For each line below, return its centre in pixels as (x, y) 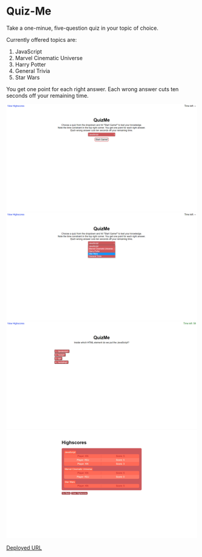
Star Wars (28, 77)
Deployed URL (24, 547)
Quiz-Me (29, 11)
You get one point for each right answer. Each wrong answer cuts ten (93, 89)
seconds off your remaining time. (47, 95)
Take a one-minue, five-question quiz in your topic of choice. (82, 28)
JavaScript (28, 51)
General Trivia (32, 70)
